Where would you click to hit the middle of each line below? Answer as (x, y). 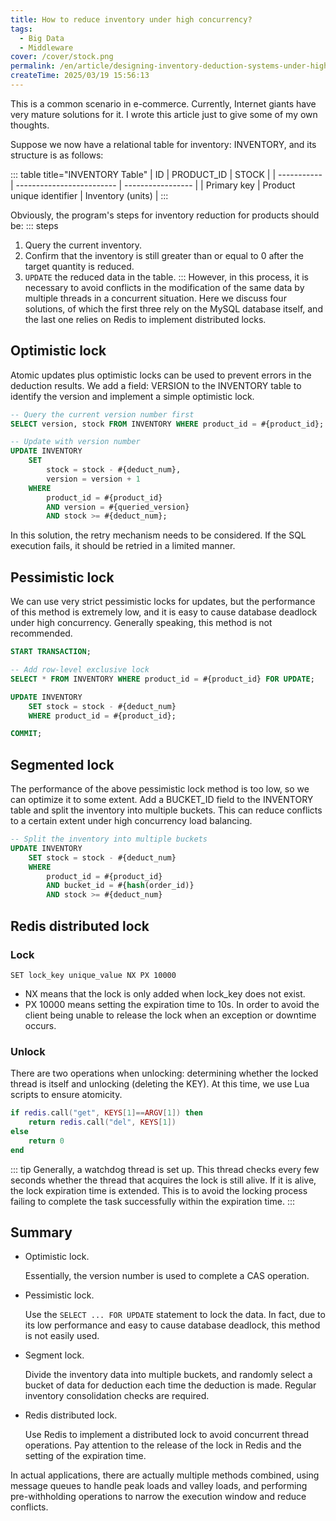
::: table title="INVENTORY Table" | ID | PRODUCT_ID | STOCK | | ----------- (166, 174)
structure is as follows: (57, 155)
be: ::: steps (34, 225)
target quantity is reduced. (79, 266)
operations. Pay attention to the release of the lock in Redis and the (163, 1445)
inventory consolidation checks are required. (117, 1396)
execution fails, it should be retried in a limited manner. (123, 546)
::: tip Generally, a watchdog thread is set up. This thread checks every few (165, 1169)
